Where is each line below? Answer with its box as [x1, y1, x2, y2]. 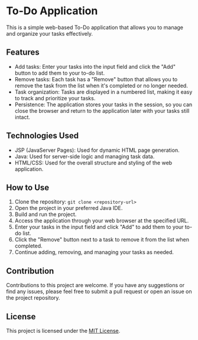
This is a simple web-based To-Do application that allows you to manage [6, 24, 184, 31]
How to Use [6, 182, 50, 192]
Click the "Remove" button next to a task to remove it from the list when [14, 236, 189, 243]
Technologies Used [6, 131, 79, 141]
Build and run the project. [14, 211, 77, 218]
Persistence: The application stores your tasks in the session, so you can [14, 101, 193, 108]
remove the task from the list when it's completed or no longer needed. [14, 82, 188, 89]
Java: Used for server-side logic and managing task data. [14, 152, 155, 160]
